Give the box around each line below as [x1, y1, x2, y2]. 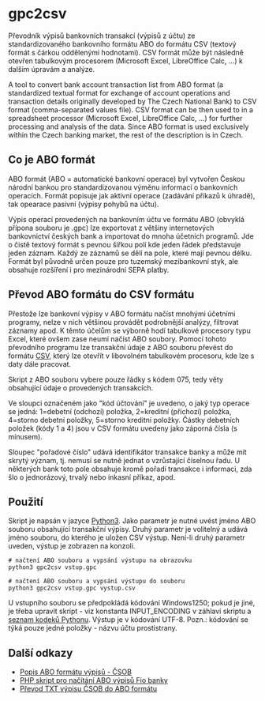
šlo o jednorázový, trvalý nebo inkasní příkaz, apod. [8, 472, 176, 482]
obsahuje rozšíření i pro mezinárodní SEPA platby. [8, 265, 170, 274]
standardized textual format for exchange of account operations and [8, 88, 230, 97]
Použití [8, 495, 43, 508]
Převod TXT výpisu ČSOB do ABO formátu [19, 684, 158, 694]
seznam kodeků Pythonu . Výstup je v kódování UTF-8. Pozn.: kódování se [8, 615, 248, 624]
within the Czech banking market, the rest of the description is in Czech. [8, 130, 243, 139]
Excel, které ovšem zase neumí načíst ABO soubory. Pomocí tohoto [8, 334, 227, 344]
